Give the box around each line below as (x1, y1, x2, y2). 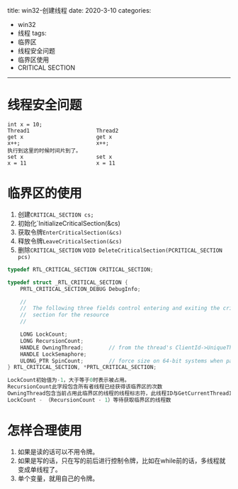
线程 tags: (17, 29, 47, 37)
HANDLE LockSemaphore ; (20, 351, 87, 358)
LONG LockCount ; (20, 331, 69, 338)
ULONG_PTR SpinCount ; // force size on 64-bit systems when (20, 357, 223, 364)
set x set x (7, 153, 113, 160)
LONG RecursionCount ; (20, 337, 84, 344)
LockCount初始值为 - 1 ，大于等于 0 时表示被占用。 (7, 377, 130, 384)
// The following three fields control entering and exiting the (20, 304, 220, 312)
